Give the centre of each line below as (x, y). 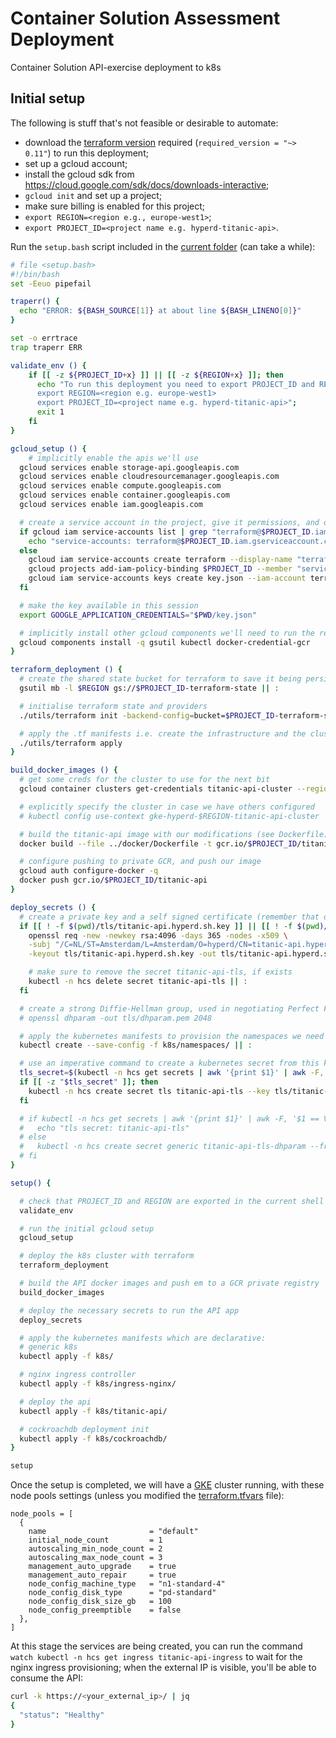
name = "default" (113, 1532)
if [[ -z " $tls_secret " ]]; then (89, 1082)
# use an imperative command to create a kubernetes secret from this (169, 1063)
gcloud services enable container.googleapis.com (124, 495)
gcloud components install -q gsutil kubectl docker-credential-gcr (165, 642)
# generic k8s (48, 1347)
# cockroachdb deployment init (84, 1429)
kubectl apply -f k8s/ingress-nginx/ (98, 1384)
